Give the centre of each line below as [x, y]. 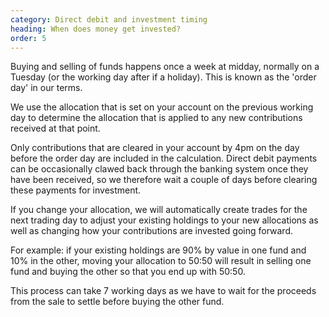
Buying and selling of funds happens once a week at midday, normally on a [165, 67]
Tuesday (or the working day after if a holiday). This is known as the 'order [163, 77]
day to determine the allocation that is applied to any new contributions [156, 118]
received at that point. [55, 128]
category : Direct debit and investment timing [109, 19]
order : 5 [28, 38]
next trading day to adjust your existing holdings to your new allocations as [164, 220]
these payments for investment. [76, 190]
